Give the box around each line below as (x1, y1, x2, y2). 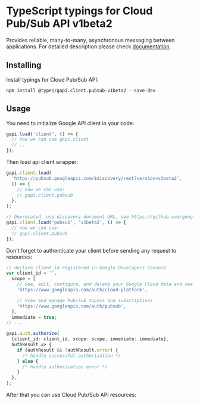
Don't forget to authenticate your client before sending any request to (6, 247, 177, 254)
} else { (17, 358, 39, 364)
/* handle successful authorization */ (21, 353, 121, 359)
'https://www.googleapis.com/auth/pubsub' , (17, 303, 127, 309)
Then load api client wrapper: (6, 159, 79, 166)
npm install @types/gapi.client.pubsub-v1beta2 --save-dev (6, 88, 156, 94)
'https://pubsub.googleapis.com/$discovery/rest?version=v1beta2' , (11, 175, 183, 181)
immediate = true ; (11, 314, 58, 320)
